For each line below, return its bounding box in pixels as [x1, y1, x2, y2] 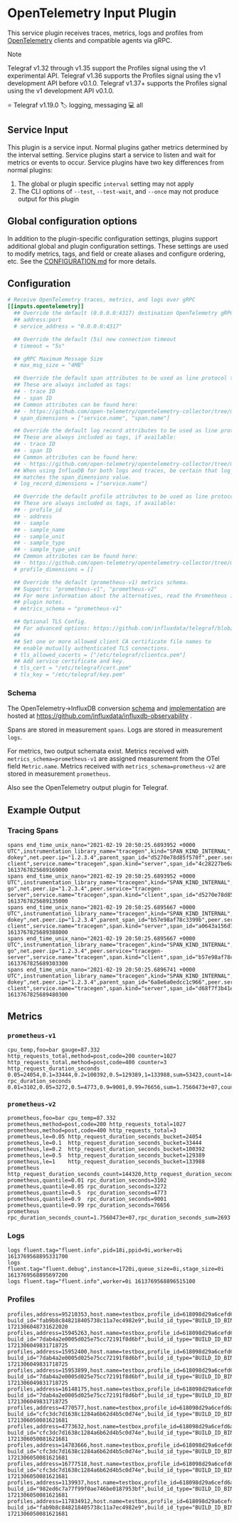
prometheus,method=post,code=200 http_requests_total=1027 [7, 1121, 186, 1128]
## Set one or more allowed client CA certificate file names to [14, 638, 212, 645]
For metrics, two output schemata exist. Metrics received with [7, 747, 188, 756]
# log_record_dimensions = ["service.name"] [14, 480, 148, 487]
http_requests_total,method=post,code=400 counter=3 [7, 1059, 167, 1066]
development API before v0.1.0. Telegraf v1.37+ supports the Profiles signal [7, 78, 228, 87]
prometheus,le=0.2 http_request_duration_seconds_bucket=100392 [7, 1145, 205, 1153]
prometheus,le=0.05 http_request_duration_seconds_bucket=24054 [7, 1133, 202, 1140]
